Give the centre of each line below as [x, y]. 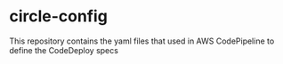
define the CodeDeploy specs [64, 50]
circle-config [59, 16]
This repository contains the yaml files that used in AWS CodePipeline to [142, 41]
